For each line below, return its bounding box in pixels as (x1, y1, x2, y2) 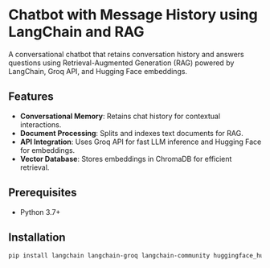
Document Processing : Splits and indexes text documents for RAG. (19, 128, 243, 138)
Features (8, 90, 54, 104)
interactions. (19, 119, 62, 130)
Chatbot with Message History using (8, 6, 259, 24)
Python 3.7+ (19, 207, 61, 216)
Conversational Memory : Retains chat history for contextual (19, 111, 221, 121)
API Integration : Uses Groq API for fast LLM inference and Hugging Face (19, 137, 262, 146)
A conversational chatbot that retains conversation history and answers (8, 49, 244, 59)
